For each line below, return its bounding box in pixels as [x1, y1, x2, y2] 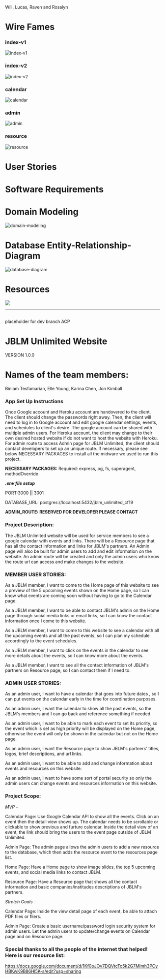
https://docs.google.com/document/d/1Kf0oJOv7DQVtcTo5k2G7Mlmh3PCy [5, 963, 158, 969]
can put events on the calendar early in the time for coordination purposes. [5, 696, 157, 702]
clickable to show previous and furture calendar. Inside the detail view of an [5, 824, 158, 830]
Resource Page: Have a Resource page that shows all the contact [5, 879, 137, 884]
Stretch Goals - [5, 898, 36, 905]
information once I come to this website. [5, 618, 86, 624]
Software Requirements [5, 184, 104, 195]
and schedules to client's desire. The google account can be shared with [5, 425, 152, 431]
